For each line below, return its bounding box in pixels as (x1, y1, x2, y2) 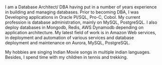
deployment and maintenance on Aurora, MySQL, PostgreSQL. (5, 40, 130, 45)
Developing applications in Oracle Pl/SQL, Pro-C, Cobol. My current (5, 14, 141, 20)
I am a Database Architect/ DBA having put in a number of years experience (5, 4, 157, 10)
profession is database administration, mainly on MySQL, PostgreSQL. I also (5, 19, 157, 25)
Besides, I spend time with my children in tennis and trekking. (5, 54, 128, 60)
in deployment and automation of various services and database (5, 35, 134, 40)
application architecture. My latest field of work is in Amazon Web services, (5, 30, 157, 35)
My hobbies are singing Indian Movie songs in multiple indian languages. (5, 49, 151, 55)
